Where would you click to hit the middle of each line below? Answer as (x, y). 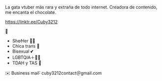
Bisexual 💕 (23, 51)
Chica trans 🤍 (26, 46)
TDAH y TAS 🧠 (27, 63)
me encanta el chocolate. (31, 12)
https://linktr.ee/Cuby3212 (31, 22)
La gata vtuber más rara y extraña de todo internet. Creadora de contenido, (81, 7)
